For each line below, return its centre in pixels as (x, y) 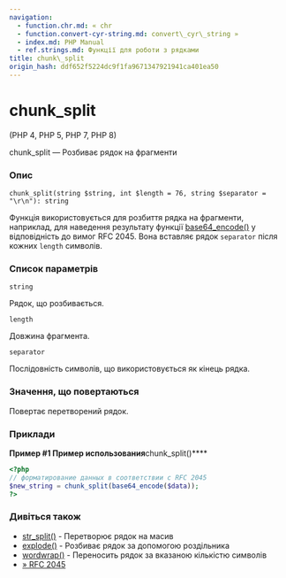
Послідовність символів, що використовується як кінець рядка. (129, 369)
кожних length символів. (56, 246)
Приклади (32, 434)
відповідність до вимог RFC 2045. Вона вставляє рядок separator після (143, 236)
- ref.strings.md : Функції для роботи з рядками (108, 50)
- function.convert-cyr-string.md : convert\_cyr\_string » (128, 34)
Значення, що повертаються (74, 392)
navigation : (31, 17)
